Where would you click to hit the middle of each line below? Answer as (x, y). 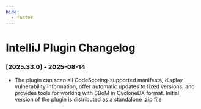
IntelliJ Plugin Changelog (71, 48)
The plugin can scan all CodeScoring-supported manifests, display (99, 80)
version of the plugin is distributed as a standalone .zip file (88, 99)
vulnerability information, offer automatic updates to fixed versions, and (104, 86)
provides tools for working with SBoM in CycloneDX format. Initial (97, 93)
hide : (13, 12)
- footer (22, 18)
